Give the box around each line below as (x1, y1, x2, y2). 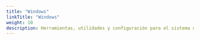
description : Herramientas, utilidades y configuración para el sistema (6, 25, 190, 31)
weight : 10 (6, 19, 33, 25)
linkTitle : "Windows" (6, 14, 60, 20)
